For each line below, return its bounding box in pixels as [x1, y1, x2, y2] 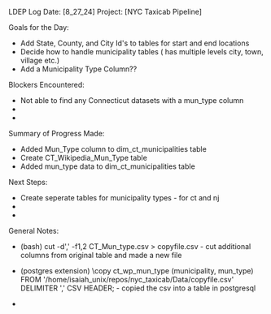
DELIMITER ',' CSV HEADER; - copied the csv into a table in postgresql [20, 283, 256, 293]
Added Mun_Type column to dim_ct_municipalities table [20, 144, 208, 153]
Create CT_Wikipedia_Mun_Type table [20, 153, 148, 162]
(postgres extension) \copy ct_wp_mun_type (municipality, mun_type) [20, 266, 254, 275]
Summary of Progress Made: [8, 129, 105, 138]
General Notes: [8, 226, 59, 235]
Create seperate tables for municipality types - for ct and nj [20, 193, 220, 202]
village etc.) [20, 56, 60, 65]
